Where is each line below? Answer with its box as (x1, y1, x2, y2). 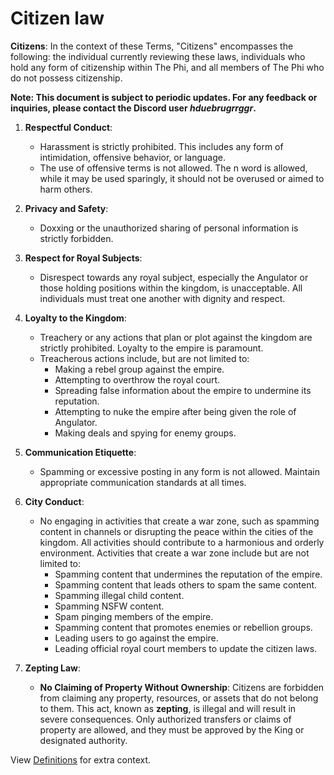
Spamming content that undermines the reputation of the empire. (54, 568, 323, 580)
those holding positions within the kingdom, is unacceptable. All (39, 282, 303, 294)
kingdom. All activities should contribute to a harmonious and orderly (39, 536, 325, 548)
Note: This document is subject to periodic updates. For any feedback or (10, 91, 318, 103)
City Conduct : (24, 495, 85, 507)
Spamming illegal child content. (54, 589, 185, 601)
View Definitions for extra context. (10, 753, 152, 766)
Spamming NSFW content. (54, 600, 165, 612)
